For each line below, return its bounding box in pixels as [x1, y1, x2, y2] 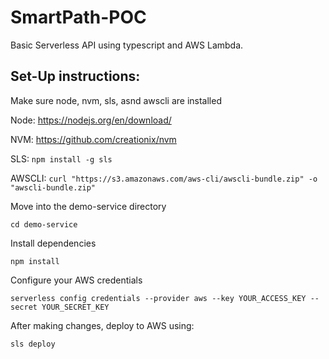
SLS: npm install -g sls [10, 152, 113, 165]
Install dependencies [10, 237, 97, 249]
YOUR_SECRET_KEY [41, 302, 110, 312]
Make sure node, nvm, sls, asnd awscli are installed [10, 94, 222, 106]
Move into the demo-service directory [10, 200, 167, 212]
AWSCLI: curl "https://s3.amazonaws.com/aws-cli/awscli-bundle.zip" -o [10, 172, 318, 184]
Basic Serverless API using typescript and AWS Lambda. [10, 39, 244, 51]
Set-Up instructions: [10, 68, 141, 85]
